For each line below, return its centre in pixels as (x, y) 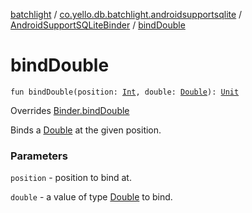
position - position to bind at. (71, 178)
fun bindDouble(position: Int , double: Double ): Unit (125, 92)
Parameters (39, 156)
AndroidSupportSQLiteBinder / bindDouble (98, 25)
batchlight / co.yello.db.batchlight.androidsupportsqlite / (126, 14)
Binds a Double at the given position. (86, 130)
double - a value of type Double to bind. (91, 197)
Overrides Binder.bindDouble (70, 110)
